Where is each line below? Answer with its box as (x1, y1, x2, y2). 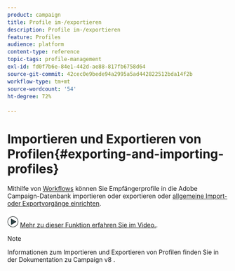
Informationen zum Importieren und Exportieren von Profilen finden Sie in (7, 248, 219, 256)
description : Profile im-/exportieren (7, 26, 121, 33)
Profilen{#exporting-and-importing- (7, 146, 224, 162)
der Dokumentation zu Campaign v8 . (7, 256, 116, 264)
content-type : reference (7, 48, 80, 55)
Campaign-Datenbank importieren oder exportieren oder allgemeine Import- (7, 192, 228, 200)
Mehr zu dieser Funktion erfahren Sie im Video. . (20, 221, 159, 230)
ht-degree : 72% (7, 93, 52, 100)
